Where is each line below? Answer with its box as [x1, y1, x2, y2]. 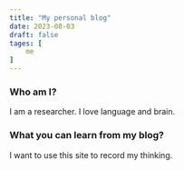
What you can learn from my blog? [9, 129, 165, 142]
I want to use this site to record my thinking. [9, 149, 173, 160]
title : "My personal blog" [9, 13, 111, 23]
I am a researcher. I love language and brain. [9, 106, 176, 117]
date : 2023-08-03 [9, 22, 75, 31]
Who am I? [9, 85, 57, 98]
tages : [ [9, 38, 43, 48]
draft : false [9, 30, 59, 39]
